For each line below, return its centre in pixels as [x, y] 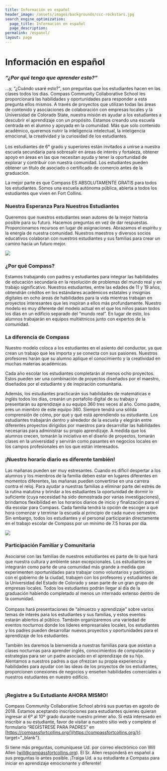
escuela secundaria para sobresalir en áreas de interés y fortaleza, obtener [82, 152]
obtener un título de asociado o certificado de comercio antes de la [74, 168]
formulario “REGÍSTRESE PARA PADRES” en [50, 727]
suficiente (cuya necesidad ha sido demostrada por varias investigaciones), [83, 497]
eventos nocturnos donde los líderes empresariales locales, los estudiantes [82, 625]
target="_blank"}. [23, 738]
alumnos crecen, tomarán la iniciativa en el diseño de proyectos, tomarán [80, 436]
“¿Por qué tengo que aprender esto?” [51, 78]
